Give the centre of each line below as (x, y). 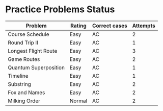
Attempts (144, 26)
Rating (78, 26)
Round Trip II (23, 42)
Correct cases (110, 26)
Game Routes (24, 59)
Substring (20, 84)
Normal (78, 101)
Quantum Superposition (36, 68)
